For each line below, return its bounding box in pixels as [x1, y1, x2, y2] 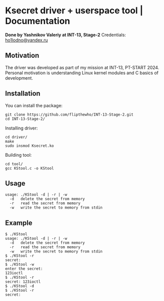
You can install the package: [5, 102, 63, 108]
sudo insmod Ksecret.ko [5, 143, 54, 148]
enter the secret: [5, 266, 43, 271]
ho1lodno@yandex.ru [5, 37, 48, 43]
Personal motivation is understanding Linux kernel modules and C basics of [5, 70, 159, 76]
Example [5, 218, 33, 227]
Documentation [5, 15, 71, 27]
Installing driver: [5, 125, 38, 131]
